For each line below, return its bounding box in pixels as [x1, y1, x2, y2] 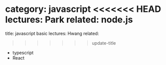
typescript [12, 50, 34, 56]
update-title [92, 40, 116, 46]
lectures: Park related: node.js [5, 14, 133, 25]
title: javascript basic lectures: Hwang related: [5, 30, 99, 36]
